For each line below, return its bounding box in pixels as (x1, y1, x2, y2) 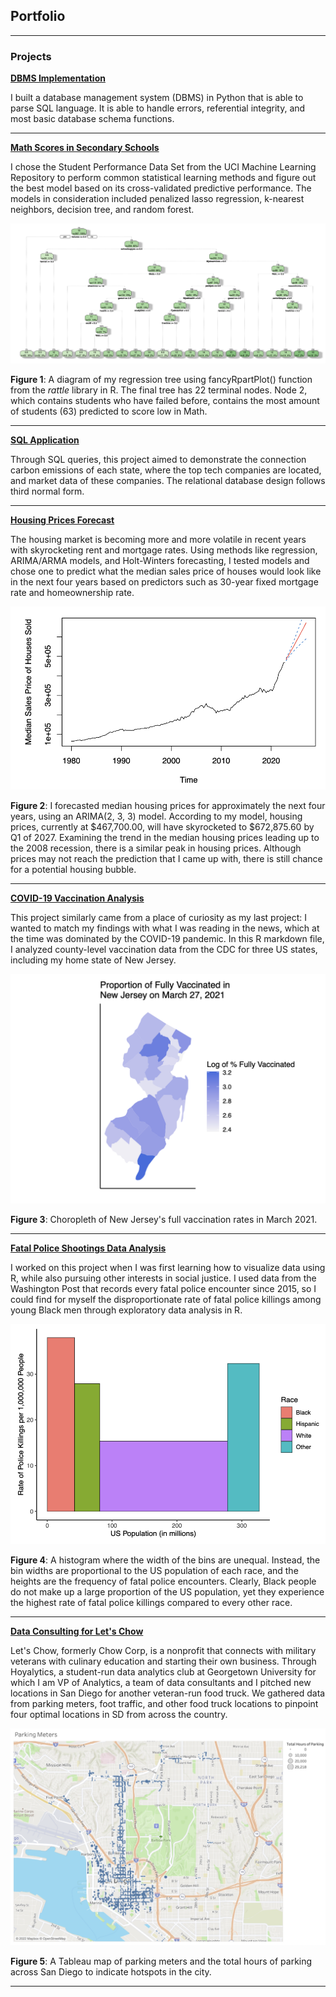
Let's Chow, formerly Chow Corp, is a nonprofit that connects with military (10, 1644, 317, 1656)
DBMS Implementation (10, 72, 106, 84)
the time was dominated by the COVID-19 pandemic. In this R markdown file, (10, 933, 325, 945)
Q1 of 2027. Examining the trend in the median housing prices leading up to (10, 832, 320, 844)
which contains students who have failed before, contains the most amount (10, 395, 320, 407)
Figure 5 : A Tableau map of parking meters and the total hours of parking (10, 1955, 313, 1968)
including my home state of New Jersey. (10, 954, 177, 966)
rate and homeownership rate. (10, 587, 135, 599)
